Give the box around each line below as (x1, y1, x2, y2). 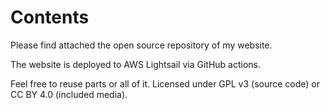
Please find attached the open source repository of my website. (10, 39, 273, 51)
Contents (10, 6, 90, 29)
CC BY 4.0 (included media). (10, 88, 128, 100)
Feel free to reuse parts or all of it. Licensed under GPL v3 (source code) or (10, 77, 321, 90)
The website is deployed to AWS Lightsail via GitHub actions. (10, 58, 262, 70)
